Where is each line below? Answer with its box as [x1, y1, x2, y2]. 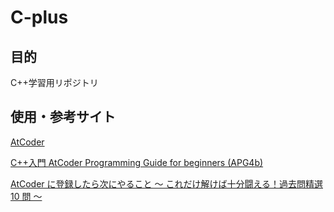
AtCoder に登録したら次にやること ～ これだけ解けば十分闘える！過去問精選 [10, 177, 323, 190]
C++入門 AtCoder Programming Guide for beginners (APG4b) [10, 156, 264, 168]
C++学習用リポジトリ [10, 77, 99, 88]
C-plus [10, 6, 69, 29]
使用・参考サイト [10, 109, 116, 126]
